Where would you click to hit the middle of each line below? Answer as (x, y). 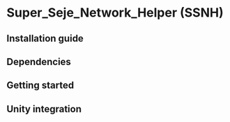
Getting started (40, 86)
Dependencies (39, 61)
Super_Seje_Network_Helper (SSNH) (115, 13)
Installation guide (45, 38)
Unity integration (44, 109)
